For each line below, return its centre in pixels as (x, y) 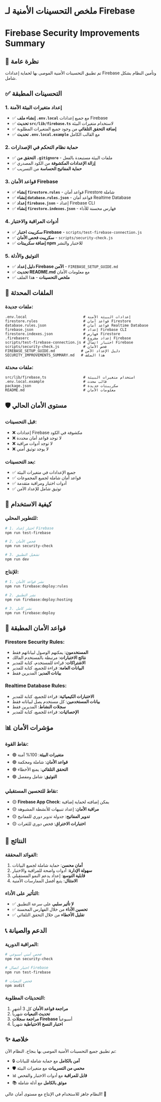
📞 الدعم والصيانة (26, 930)
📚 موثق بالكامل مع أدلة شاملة (39, 1083)
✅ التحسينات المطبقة (33, 94)
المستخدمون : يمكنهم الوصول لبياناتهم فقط (50, 653)
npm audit (15, 985)
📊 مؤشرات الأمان (29, 728)
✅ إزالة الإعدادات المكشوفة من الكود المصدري (54, 163)
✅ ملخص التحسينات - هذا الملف (41, 277)
